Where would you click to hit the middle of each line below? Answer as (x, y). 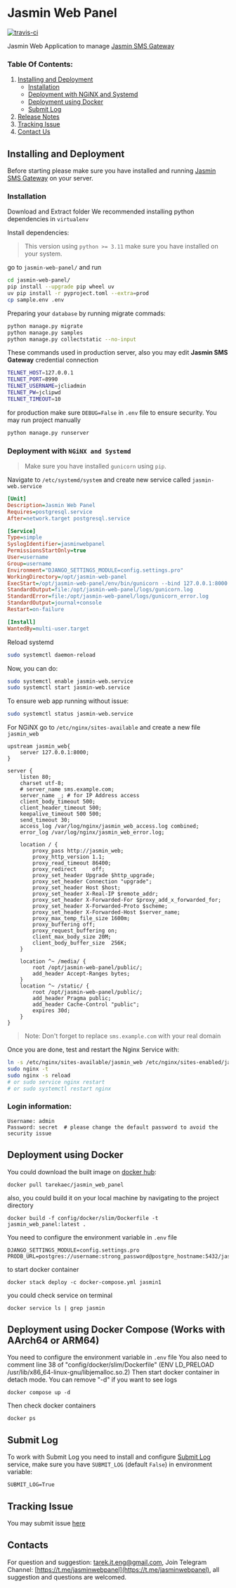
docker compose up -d (39, 1393)
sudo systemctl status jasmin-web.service (70, 714)
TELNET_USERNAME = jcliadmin (47, 386)
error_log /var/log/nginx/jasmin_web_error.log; (92, 833)
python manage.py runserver (48, 433)
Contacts (28, 1546)
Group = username (29, 563)
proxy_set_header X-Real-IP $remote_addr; (96, 894)
